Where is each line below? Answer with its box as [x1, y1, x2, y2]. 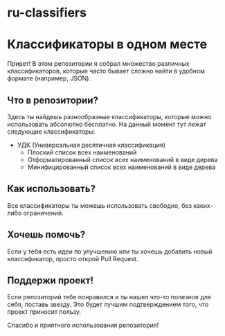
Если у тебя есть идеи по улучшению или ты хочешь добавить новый [7, 247, 213, 256]
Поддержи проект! [7, 274, 93, 286]
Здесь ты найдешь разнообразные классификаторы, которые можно [7, 112, 212, 121]
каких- [192, 201, 213, 209]
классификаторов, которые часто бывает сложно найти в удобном [7, 67, 206, 76]
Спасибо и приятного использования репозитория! [7, 321, 159, 330]
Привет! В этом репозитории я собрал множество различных [7, 60, 190, 68]
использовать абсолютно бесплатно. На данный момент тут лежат [7, 120, 206, 128]
